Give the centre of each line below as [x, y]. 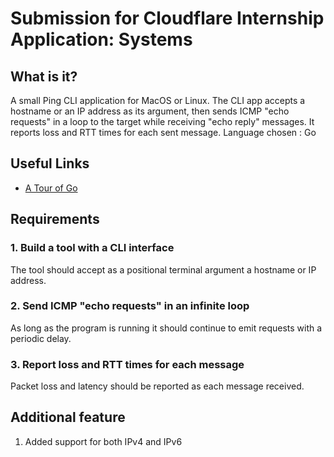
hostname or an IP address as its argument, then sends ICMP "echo [150, 111]
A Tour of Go [51, 188]
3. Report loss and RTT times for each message [127, 364]
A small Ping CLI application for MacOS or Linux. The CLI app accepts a [158, 100]
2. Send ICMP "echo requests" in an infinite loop [130, 306]
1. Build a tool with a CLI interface [92, 248]
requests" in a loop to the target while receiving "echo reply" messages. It [162, 121]
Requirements [55, 219]
